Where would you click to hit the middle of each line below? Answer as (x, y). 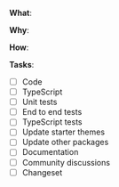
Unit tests (40, 102)
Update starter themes (63, 132)
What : (21, 13)
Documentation (50, 152)
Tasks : (22, 65)
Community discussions (66, 162)
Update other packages (65, 142)
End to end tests (52, 112)
